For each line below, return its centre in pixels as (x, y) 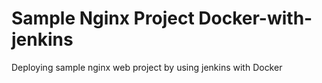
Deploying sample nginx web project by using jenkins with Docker (147, 67)
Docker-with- (255, 18)
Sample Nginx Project (103, 18)
